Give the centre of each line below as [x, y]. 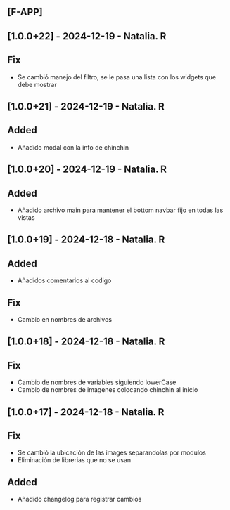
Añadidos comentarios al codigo [64, 280]
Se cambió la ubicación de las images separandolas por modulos [111, 452]
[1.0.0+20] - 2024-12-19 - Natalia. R [87, 170]
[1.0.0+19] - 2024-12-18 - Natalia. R [86, 240]
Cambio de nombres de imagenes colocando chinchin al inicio [108, 390]
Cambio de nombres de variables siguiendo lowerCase [97, 382]
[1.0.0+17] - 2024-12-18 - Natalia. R [86, 412]
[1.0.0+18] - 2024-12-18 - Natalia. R [86, 342]
